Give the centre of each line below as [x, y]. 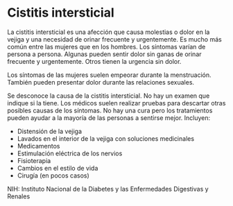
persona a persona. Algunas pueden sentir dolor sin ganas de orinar [105, 54]
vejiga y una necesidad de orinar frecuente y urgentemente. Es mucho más [114, 39]
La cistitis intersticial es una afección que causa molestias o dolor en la [109, 32]
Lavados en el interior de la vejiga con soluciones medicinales [106, 138]
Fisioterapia [34, 160]
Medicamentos [38, 146]
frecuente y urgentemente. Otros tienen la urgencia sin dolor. [94, 61]
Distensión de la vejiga [49, 131]
